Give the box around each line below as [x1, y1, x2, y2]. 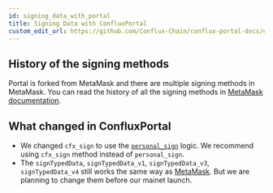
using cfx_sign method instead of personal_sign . [19, 149, 184, 159]
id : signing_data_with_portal [8, 11, 111, 20]
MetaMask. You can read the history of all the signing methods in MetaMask [8, 87, 263, 97]
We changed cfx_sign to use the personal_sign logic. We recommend [19, 141, 254, 150]
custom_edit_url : [8, 27, 67, 35]
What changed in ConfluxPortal [8, 119, 171, 133]
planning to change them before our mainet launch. [19, 175, 193, 185]
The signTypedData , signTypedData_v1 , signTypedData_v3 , [19, 158, 210, 167]
